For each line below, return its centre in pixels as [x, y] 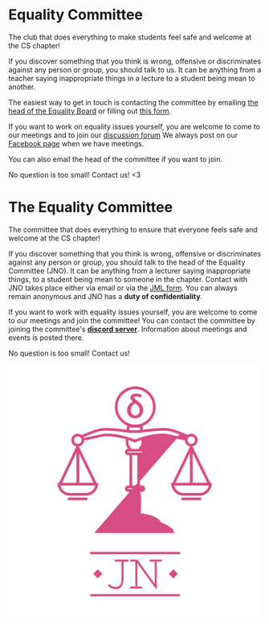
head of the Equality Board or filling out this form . [90, 111]
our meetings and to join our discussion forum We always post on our [123, 135]
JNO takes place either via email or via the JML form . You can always [123, 288]
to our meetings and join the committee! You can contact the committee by [132, 320]
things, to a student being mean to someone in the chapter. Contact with [128, 279]
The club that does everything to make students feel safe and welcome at [130, 37]
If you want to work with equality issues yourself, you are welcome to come [133, 312]
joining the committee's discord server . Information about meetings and [128, 329]
